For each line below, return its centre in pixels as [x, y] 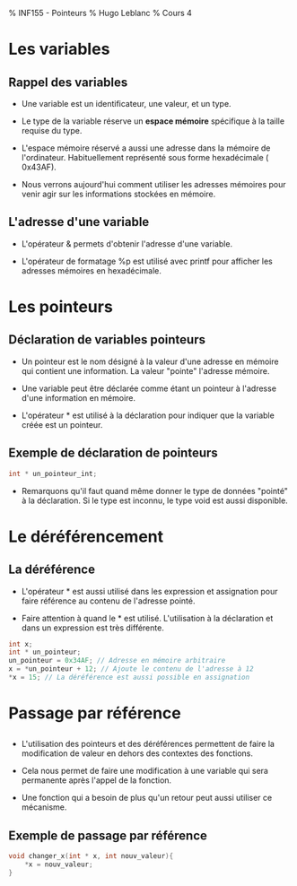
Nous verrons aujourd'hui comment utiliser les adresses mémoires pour [153, 184]
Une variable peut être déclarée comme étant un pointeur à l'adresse [149, 388]
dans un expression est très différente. [93, 628]
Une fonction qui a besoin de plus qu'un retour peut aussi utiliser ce [147, 798]
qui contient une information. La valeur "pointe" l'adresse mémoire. [145, 370]
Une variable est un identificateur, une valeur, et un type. [126, 104]
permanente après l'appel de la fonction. [96, 780]
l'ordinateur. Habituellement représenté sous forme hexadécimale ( [145, 157]
